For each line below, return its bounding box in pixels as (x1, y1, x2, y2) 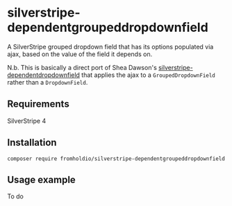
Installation (7, 137, 57, 148)
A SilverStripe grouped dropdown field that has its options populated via (7, 42, 214, 51)
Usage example (7, 173, 76, 185)
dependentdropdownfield (7, 71, 80, 79)
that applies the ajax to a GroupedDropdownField (81, 71, 215, 79)
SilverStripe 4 (7, 117, 47, 125)
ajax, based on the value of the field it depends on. (7, 50, 153, 58)
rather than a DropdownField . (7, 78, 88, 86)
